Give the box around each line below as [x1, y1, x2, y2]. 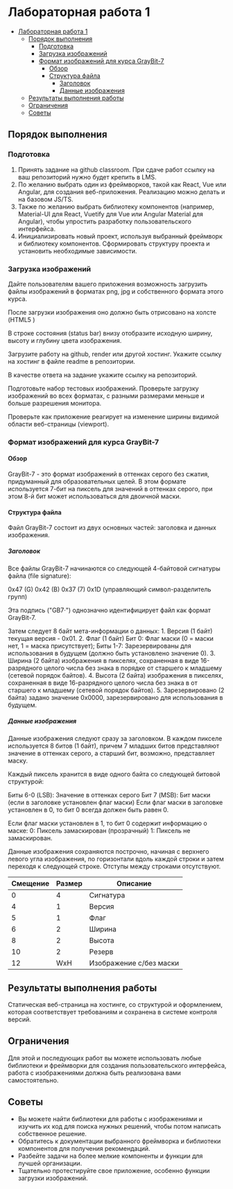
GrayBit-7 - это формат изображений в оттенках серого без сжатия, [8, 470, 210, 479]
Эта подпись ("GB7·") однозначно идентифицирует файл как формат [8, 606, 211, 614]
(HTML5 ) [8, 315, 35, 324]
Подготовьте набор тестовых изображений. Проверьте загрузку [8, 384, 200, 392]
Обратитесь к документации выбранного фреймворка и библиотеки [17, 1137, 221, 1145]
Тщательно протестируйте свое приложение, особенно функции [17, 1166, 210, 1174]
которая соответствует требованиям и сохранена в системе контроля [8, 1008, 218, 1016]
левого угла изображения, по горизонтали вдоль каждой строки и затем [8, 855, 225, 863]
